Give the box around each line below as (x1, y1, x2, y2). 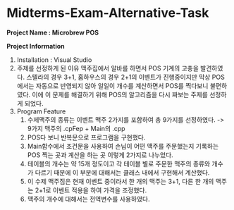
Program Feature (16, 107, 66, 116)
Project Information (6, 42, 65, 50)
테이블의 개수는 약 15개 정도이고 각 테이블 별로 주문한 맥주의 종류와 (27, 159, 211, 168)
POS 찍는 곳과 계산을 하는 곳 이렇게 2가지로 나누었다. (27, 150, 173, 159)
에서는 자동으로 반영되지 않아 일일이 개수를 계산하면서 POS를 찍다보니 (16, 81, 209, 89)
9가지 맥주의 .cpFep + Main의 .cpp (27, 124, 125, 132)
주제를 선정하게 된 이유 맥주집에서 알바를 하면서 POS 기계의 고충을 (16, 63, 199, 72)
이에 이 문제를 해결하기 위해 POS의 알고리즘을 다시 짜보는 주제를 (32, 90, 209, 99)
